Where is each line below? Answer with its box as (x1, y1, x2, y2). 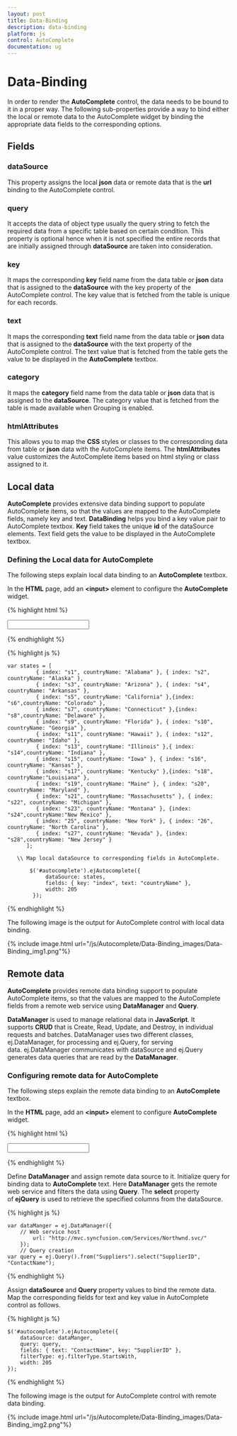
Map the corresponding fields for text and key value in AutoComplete (7, 1293, 209, 1302)
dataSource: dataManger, (20, 1335, 93, 1342)
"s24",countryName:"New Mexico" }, (7, 811, 112, 819)
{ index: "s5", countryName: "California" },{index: (35, 694, 195, 701)
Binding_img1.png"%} (7, 947, 71, 956)
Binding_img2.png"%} (7, 1420, 72, 1429)
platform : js (7, 30, 46, 38)
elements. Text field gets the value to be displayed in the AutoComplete (7, 529, 216, 538)
